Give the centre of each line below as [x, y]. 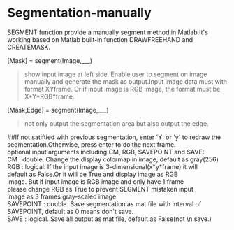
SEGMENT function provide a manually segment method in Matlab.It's [108, 32]
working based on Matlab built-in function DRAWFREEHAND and [100, 39]
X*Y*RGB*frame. [49, 96]
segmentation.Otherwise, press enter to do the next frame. [92, 144]
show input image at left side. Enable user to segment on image [116, 74]
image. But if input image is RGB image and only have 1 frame [95, 181]
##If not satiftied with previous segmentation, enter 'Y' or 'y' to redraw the [114, 137]
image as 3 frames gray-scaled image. [63, 196]
